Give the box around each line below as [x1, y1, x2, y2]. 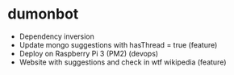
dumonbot [7, 5, 79, 23]
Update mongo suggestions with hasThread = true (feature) [19, 40, 218, 49]
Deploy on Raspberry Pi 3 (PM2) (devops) [19, 48, 159, 58]
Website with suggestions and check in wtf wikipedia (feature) [19, 57, 227, 67]
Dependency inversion [19, 31, 94, 41]
